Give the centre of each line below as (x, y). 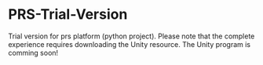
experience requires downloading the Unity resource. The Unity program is (130, 44)
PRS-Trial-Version (68, 14)
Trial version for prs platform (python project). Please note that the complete (131, 36)
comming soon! (33, 52)
